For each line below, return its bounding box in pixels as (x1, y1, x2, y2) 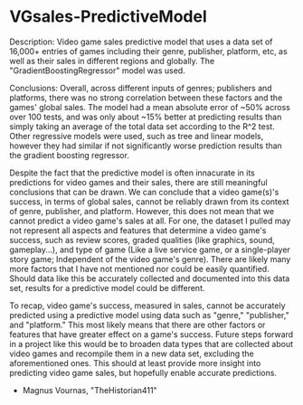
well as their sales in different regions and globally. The (9, 55, 215, 66)
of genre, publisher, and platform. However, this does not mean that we (9, 205, 274, 216)
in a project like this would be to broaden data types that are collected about (9, 338, 294, 349)
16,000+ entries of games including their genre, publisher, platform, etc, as (9, 45, 288, 56)
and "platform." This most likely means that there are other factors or (9, 319, 266, 330)
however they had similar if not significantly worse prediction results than (9, 140, 282, 151)
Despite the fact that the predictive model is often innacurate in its (9, 167, 255, 178)
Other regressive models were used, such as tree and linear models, (9, 130, 264, 141)
